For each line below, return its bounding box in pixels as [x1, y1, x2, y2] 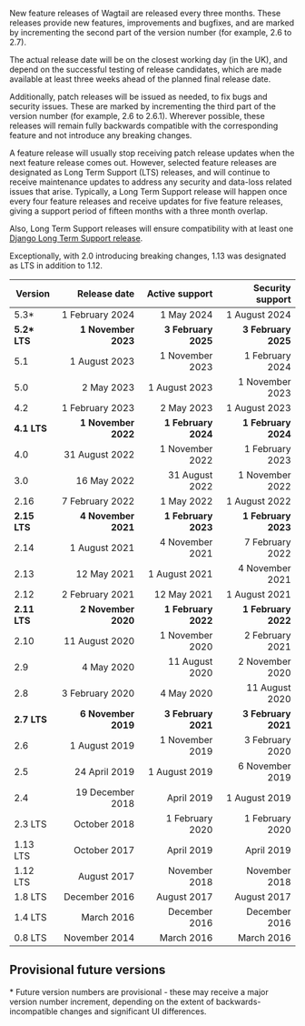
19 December [75, 786, 135, 799]
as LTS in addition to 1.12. [9, 260, 103, 271]
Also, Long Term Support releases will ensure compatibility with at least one [9, 223, 293, 234]
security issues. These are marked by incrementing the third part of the [9, 101, 277, 112]
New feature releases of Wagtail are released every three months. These [9, 8, 281, 18]
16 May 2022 [75, 475, 135, 487]
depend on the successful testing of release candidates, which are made [9, 64, 282, 75]
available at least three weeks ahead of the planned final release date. [9, 74, 271, 85]
